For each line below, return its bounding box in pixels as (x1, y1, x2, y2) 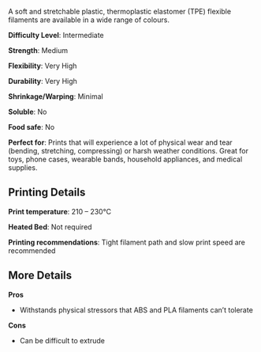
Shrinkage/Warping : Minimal (8, 92, 104, 101)
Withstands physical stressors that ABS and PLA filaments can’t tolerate (19, 305, 254, 315)
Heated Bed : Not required (8, 221, 92, 232)
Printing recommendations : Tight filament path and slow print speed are (8, 237, 246, 247)
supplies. (8, 163, 38, 172)
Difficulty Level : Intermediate (8, 31, 104, 40)
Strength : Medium (8, 46, 69, 55)
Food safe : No (8, 123, 55, 131)
